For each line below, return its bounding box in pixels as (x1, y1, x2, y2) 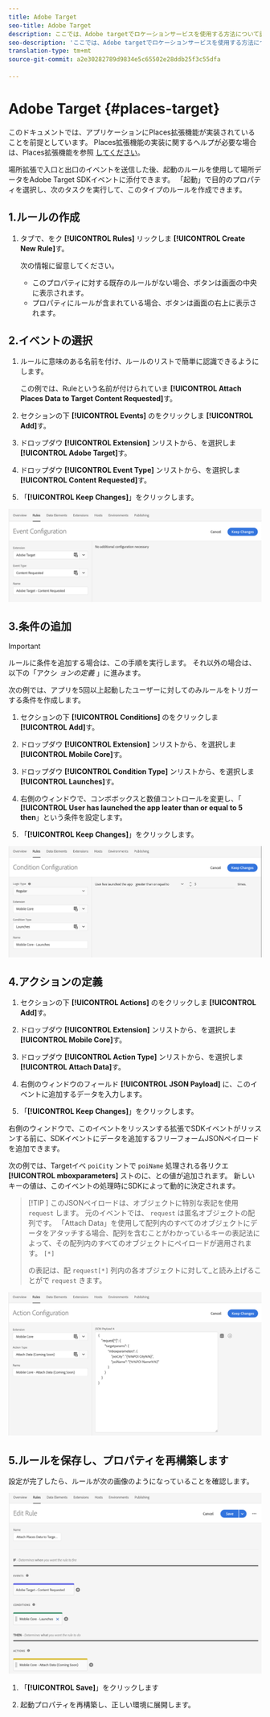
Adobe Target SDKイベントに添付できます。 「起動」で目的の (29, 174, 233, 184)
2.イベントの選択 (8, 334, 93, 348)
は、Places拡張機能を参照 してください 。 (8, 147, 145, 157)
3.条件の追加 (8, 619, 72, 633)
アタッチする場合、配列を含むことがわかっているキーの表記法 (49, 1228, 254, 1238)
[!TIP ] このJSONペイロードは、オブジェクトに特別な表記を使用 (27, 1198, 239, 1208)
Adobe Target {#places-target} (8, 100, 220, 118)
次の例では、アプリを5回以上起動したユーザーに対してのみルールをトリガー (8, 685, 259, 695)
